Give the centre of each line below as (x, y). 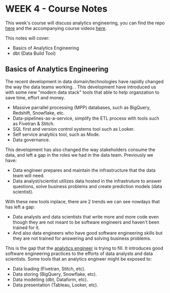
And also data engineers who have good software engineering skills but (88, 233)
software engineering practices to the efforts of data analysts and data (79, 253)
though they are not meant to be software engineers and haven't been (86, 222)
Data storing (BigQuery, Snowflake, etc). (55, 274)
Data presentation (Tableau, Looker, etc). (55, 285)
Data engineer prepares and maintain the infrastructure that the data (84, 170)
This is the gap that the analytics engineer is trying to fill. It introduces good (84, 248)
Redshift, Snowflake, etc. (39, 113)
